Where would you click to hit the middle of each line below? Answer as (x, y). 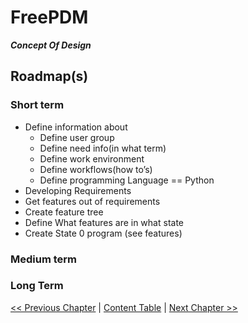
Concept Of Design (51, 45)
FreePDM (49, 17)
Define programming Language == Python (127, 180)
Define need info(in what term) (103, 148)
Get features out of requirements (92, 201)
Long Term (37, 286)
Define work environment (92, 158)
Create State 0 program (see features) (103, 233)
